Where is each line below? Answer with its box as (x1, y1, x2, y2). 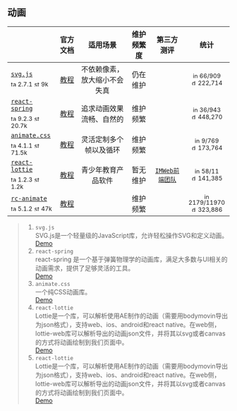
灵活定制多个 (80, 134, 124, 144)
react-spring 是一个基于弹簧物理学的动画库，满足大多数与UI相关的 (35, 255, 228, 263)
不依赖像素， (80, 64, 124, 74)
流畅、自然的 (80, 114, 124, 124)
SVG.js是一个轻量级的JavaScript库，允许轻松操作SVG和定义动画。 (35, 232, 228, 240)
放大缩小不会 (80, 75, 124, 85)
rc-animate (11, 194, 47, 203)
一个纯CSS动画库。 (35, 288, 92, 297)
